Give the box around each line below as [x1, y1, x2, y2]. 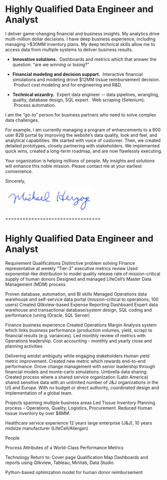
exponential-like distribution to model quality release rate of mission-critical [5, 271, 161, 277]
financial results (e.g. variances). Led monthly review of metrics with [5, 332, 146, 338]
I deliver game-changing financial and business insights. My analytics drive [5, 30, 160, 36]
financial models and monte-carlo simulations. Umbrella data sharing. [5, 369, 148, 375]
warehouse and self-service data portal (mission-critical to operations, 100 [5, 296, 159, 302]
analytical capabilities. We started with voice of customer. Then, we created [5, 137, 161, 143]
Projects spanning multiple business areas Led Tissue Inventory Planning [5, 400, 156, 406]
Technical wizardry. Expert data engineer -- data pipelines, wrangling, [12, 91, 160, 97]
